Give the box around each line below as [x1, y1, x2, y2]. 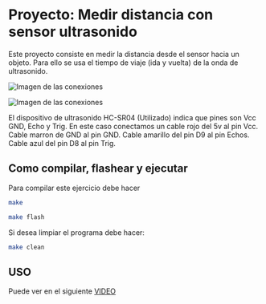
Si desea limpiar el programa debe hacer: [8, 227, 145, 237]
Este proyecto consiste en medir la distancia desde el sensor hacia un [8, 49, 239, 59]
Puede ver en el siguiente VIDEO [8, 286, 117, 296]
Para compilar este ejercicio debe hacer [8, 183, 141, 193]
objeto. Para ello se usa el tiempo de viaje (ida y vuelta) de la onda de [8, 58, 239, 67]
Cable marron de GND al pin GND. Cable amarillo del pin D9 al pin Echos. [8, 130, 250, 140]
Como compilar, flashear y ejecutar [8, 162, 189, 176]
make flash [8, 213, 45, 221]
